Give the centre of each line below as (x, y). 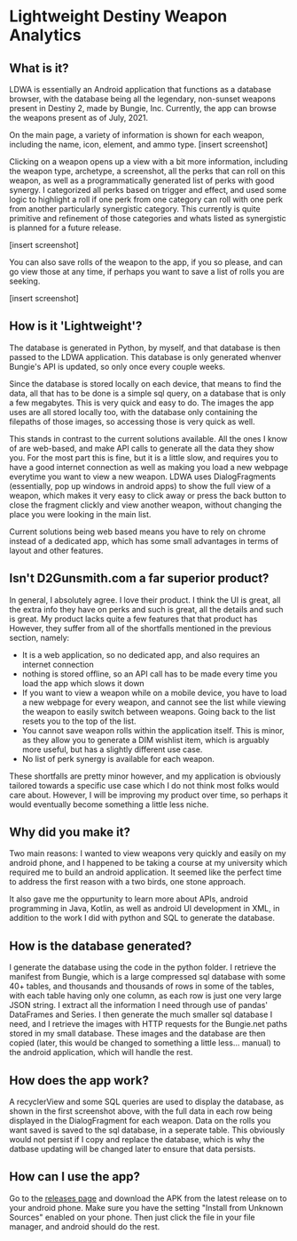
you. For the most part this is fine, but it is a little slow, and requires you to (144, 457)
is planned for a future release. (65, 228)
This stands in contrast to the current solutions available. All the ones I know (148, 438)
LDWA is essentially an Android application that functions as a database (141, 89)
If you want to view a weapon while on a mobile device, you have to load (154, 693)
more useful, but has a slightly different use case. (112, 749)
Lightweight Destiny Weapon (118, 16)
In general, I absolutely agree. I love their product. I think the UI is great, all (145, 600)
